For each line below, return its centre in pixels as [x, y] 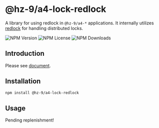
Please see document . [28, 65]
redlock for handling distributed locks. [44, 28]
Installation [23, 81]
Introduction [25, 54]
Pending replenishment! [30, 120]
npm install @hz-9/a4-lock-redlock [42, 93]
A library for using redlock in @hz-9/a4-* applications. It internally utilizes [79, 23]
